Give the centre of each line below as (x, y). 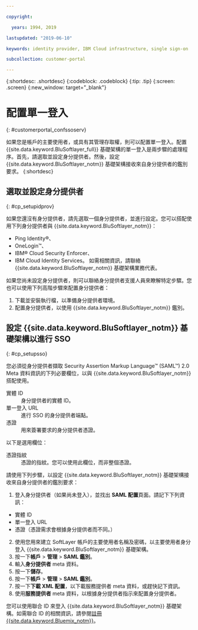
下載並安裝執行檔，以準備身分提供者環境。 (66, 300)
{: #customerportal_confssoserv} (46, 130)
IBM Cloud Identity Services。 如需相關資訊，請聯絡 (77, 260)
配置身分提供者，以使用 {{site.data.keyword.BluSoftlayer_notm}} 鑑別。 (101, 308)
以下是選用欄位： (27, 442)
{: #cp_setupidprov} (30, 206)
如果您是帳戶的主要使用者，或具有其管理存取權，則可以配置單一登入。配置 (96, 142)
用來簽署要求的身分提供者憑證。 (60, 430)
